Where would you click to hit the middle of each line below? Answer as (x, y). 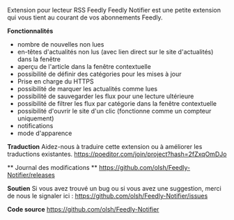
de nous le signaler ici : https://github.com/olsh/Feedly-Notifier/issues (108, 196)
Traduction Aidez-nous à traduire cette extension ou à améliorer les (105, 147)
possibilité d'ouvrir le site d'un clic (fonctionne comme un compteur (114, 111)
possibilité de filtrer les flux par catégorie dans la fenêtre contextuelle (117, 103)
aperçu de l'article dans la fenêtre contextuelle (84, 66)
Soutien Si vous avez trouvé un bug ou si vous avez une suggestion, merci (114, 188)
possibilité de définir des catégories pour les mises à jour (99, 74)
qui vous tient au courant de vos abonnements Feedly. (85, 17)
